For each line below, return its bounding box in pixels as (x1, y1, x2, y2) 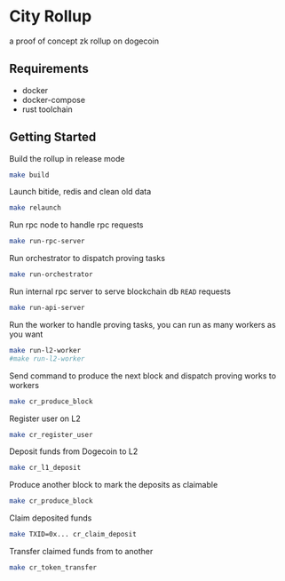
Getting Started (9, 130, 97, 145)
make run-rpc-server (9, 237, 86, 246)
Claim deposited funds (9, 513, 92, 523)
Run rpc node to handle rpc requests (9, 219, 144, 230)
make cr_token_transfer (9, 563, 98, 572)
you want (9, 329, 44, 339)
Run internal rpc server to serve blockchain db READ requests (9, 286, 231, 297)
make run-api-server (9, 304, 86, 313)
